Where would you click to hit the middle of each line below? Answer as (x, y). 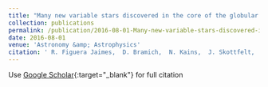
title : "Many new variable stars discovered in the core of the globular (134, 15)
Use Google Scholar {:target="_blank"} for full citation (96, 75)
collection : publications (51, 23)
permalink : (26, 30)
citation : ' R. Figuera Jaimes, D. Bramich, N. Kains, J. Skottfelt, (132, 52)
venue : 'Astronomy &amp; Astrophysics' (75, 45)
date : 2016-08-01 (37, 38)
